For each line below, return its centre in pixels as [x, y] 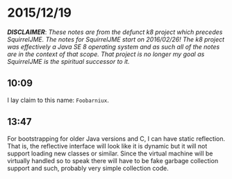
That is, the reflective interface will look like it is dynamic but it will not [107, 146]
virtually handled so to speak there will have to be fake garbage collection [113, 160]
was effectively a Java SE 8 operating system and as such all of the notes [114, 46]
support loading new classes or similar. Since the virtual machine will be [110, 153]
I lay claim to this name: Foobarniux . [58, 100]
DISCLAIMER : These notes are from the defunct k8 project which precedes [115, 32]
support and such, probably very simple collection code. [88, 168]
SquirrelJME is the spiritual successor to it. [68, 61]
